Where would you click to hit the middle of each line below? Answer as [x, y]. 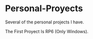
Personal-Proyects [44, 9]
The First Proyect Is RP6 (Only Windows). [47, 31]
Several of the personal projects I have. [45, 22]
